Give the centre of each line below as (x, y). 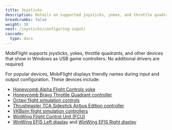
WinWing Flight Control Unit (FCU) (49, 116)
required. (15, 64)
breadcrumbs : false (26, 19)
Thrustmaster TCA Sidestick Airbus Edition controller (68, 105)
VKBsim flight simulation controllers (50, 111)
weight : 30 (17, 24)
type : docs (21, 39)
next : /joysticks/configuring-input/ (46, 29)
